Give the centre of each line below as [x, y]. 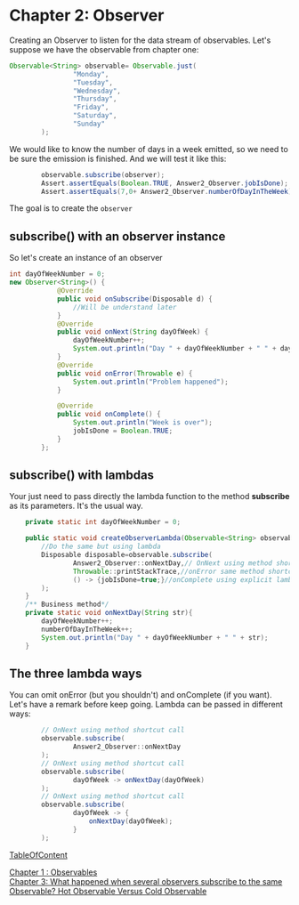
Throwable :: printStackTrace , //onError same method [169, 571]
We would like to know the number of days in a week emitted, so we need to [149, 149]
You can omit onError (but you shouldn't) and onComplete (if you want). [141, 695]
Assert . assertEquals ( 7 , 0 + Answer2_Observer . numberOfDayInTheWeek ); [169, 191]
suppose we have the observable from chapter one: [104, 49]
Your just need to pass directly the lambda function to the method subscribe [149, 497]
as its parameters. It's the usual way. [77, 506]
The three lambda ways [76, 673]
